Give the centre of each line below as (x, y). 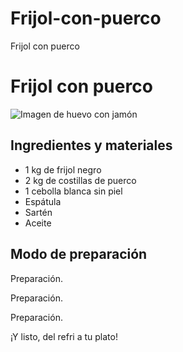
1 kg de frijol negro (63, 169)
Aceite (38, 223)
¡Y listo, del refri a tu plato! (64, 336)
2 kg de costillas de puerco (80, 180)
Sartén (38, 212)
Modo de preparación (79, 254)
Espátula (43, 201)
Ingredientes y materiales (91, 145)
